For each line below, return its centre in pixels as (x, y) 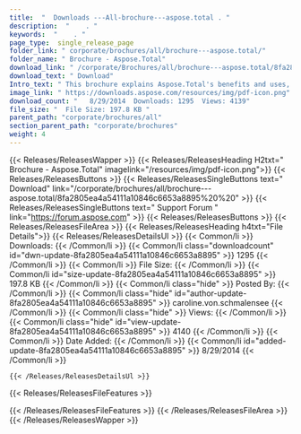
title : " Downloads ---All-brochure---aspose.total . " (120, 17)
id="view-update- (148, 321)
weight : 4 (28, 135)
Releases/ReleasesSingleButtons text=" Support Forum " (114, 207)
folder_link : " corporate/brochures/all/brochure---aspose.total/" (138, 51)
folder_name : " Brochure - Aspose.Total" (88, 59)
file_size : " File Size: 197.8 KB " (80, 109)
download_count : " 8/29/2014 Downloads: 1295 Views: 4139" (130, 101)
